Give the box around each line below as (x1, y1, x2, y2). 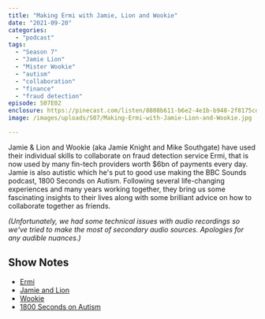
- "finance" (15, 84, 55, 93)
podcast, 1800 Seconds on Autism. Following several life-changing (8, 176, 225, 185)
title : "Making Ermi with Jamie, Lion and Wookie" (8, 11, 178, 20)
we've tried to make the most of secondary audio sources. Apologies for (8, 224, 244, 234)
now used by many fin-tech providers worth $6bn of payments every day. (8, 159, 248, 169)
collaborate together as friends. (8, 201, 111, 210)
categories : (8, 26, 47, 34)
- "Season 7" (15, 48, 58, 56)
